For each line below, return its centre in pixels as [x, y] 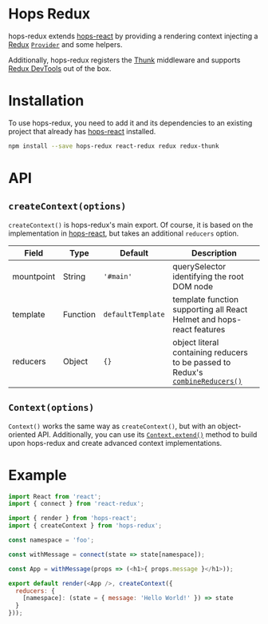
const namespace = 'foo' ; [51, 540]
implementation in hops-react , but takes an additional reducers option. [124, 233]
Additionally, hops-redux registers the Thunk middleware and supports [124, 60]
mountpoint [34, 276]
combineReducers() [207, 381]
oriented [22, 434]
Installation [46, 101]
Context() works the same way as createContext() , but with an [112, 426]
